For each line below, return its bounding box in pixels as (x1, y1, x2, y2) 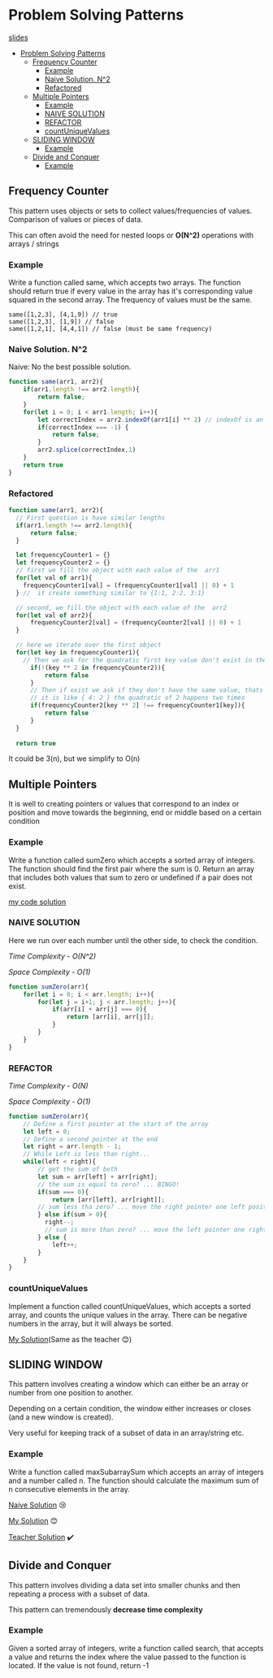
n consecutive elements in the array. (8, 1484, 130, 1493)
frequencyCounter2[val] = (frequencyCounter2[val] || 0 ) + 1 (29, 619, 242, 627)
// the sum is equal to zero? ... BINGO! (37, 1180, 180, 1189)
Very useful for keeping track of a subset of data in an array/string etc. (8, 1428, 245, 1438)
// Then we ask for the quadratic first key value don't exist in (23, 656, 253, 664)
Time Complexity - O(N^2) (8, 951, 97, 961)
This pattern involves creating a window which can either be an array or (8, 1380, 249, 1389)
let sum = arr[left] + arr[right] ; (37, 1172, 158, 1180)
